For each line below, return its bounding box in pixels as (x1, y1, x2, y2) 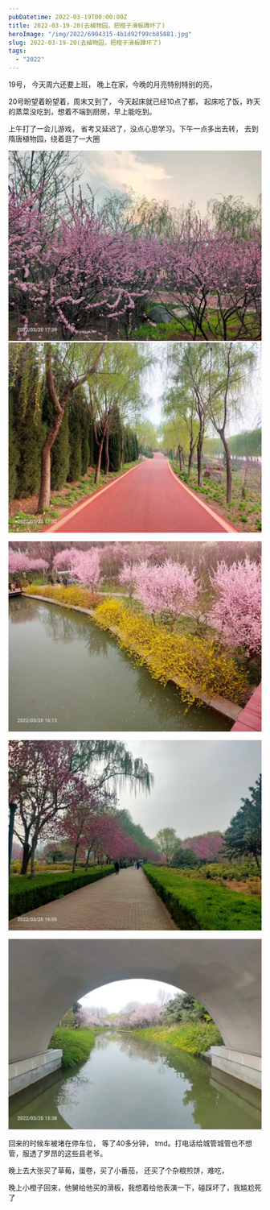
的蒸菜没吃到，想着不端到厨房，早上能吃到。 (8, 107, 157, 116)
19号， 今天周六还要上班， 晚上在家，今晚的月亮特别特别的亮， (8, 80, 217, 89)
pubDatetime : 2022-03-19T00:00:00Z (8, 13, 128, 21)
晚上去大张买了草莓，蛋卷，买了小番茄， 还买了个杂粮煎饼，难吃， (8, 1166, 229, 1175)
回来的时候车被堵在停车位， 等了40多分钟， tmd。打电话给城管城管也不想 (8, 1138, 253, 1148)
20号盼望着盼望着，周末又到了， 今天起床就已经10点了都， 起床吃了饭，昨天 (8, 97, 261, 106)
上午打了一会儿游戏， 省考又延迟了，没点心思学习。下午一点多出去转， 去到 (8, 124, 259, 133)
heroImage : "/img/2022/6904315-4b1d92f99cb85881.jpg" (8, 30, 193, 38)
